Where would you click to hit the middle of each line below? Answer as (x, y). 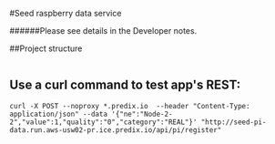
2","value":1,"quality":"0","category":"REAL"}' (103, 122)
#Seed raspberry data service (66, 13)
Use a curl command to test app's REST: (125, 85)
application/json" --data (58, 114)
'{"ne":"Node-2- (142, 114)
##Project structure (46, 48)
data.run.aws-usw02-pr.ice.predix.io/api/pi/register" (116, 130)
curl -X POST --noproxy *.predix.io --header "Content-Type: (130, 106)
